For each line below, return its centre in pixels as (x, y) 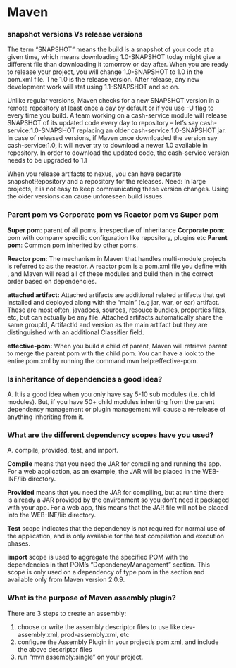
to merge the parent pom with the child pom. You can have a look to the (111, 353)
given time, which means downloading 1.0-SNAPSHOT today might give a (114, 57)
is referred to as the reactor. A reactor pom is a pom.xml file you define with (117, 266)
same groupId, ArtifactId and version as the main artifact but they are (107, 324)
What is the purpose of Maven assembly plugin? (92, 598)
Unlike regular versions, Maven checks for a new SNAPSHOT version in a (113, 101)
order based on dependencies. (52, 281)
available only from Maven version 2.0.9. (66, 580)
